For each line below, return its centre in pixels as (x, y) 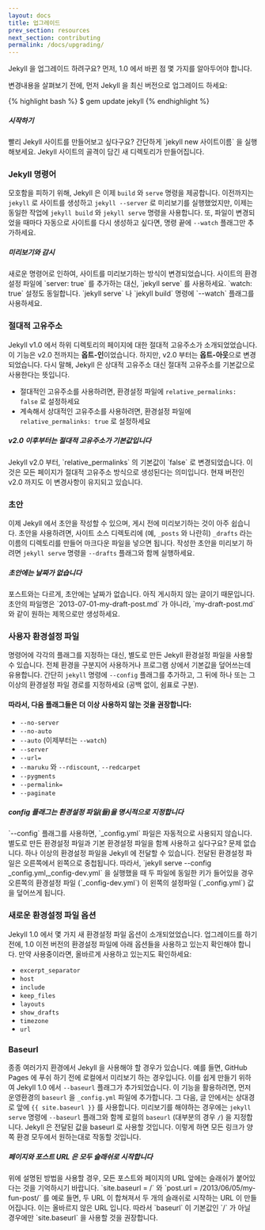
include (32, 987)
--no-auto (36, 732)
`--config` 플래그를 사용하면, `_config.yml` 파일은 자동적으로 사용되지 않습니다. (131, 834)
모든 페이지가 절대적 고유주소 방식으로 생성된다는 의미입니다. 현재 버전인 (134, 472)
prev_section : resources (49, 30)
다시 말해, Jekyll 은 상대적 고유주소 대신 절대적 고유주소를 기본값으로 (150, 365)
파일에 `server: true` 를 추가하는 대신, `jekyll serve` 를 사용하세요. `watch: (138, 284)
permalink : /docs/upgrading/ (56, 45)
